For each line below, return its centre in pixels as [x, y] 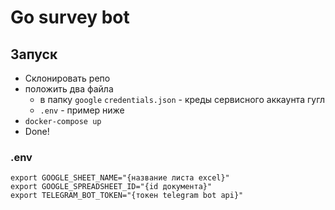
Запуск [34, 54]
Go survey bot [70, 17]
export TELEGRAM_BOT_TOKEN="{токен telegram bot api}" [127, 196]
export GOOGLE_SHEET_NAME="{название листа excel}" [120, 178]
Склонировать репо [67, 78]
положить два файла [69, 89]
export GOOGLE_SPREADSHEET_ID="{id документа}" [111, 187]
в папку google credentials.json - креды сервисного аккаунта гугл [182, 99]
